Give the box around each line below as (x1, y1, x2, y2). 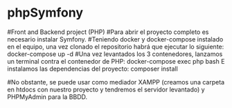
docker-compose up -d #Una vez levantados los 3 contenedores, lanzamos (7, 50, 223, 58)
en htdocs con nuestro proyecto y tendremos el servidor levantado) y (7, 85, 206, 93)
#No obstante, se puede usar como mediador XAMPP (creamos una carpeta (7, 78, 225, 86)
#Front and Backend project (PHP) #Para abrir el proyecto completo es (7, 28, 209, 36)
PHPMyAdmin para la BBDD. (7, 92, 88, 101)
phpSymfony (7, 5, 83, 21)
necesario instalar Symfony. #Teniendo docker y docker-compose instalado (7, 35, 224, 43)
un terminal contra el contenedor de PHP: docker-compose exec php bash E (7, 57, 225, 65)
